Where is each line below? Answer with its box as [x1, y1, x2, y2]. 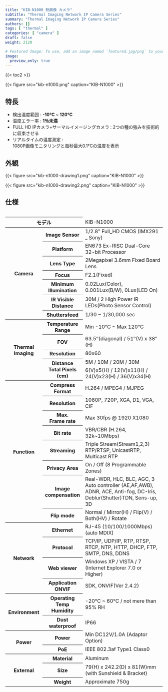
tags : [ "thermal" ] [5, 26, 48, 31]
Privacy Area [46, 464, 78, 471]
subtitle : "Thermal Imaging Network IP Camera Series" [5, 12, 122, 17]
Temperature [46, 321, 78, 328]
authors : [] [5, 21, 30, 27]
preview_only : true [9, 58, 50, 63]
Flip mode [50, 512, 75, 519]
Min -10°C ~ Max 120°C [84, 323, 144, 330]
